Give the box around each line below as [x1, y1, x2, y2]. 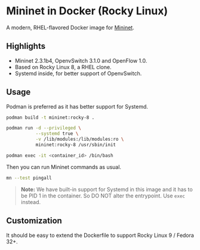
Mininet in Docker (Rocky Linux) [6, 4, 168, 18]
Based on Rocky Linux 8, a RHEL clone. [14, 63, 112, 70]
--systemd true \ [35, 131, 79, 137]
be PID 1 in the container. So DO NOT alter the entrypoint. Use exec [20, 192, 185, 199]
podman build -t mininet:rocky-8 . [6, 115, 95, 121]
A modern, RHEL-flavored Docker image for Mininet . [6, 24, 134, 31]
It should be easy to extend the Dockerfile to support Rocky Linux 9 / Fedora [6, 232, 194, 239]
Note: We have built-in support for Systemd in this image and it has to [20, 186, 193, 193]
